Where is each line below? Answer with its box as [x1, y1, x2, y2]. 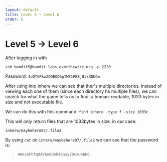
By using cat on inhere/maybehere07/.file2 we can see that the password [5, 137, 158, 143]
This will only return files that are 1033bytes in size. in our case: [5, 118, 137, 124]
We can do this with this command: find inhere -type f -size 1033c [5, 109, 149, 115]
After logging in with [5, 55, 47, 61]
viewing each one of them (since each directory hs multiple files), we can [5, 88, 157, 94]
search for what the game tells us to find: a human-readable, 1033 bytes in [5, 94, 159, 100]
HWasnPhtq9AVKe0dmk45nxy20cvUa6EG [17, 152, 90, 157]
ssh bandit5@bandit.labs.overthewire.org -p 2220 [5, 65, 111, 70]
